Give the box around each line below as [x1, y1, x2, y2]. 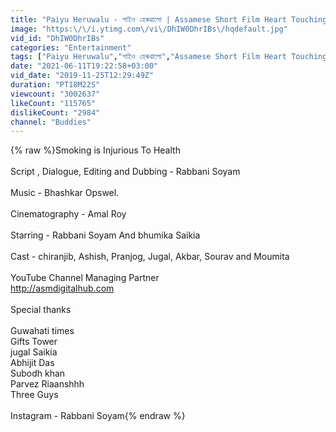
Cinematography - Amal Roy [10, 208, 127, 220]
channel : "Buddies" [10, 117, 92, 127]
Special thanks [10, 304, 72, 316]
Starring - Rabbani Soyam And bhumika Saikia [10, 229, 201, 241]
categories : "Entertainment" [10, 42, 132, 53]
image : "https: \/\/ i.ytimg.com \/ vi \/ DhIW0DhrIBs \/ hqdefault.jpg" [10, 24, 288, 34]
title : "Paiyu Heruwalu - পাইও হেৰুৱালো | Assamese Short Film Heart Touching [10, 14, 328, 25]
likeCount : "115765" [10, 98, 97, 108]
